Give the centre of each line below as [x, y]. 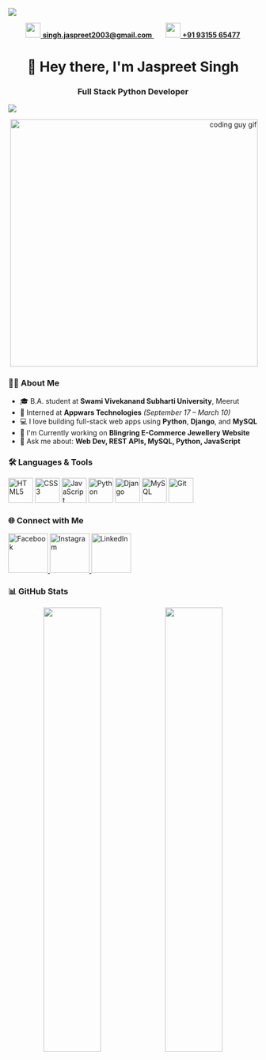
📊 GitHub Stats [38, 591]
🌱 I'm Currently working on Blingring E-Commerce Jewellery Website [135, 432]
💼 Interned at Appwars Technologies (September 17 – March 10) [125, 412]
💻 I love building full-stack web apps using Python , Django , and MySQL [138, 421]
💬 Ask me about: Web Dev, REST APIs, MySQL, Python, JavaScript [130, 441]
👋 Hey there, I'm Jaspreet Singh [133, 67]
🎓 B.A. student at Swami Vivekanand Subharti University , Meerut [129, 401]
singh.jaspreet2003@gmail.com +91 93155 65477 [141, 35]
